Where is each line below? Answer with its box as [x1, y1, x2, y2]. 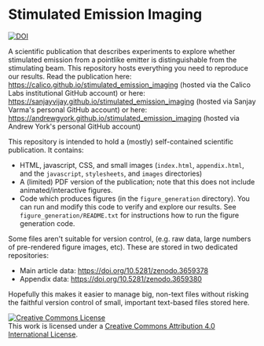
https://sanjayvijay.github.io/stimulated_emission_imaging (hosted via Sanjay [8, 97, 256, 106]
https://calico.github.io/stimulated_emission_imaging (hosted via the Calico [8, 80, 251, 89]
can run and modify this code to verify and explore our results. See [19, 202, 237, 211]
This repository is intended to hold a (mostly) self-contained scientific [8, 137, 234, 146]
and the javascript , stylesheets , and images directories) [19, 169, 203, 178]
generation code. [19, 218, 75, 228]
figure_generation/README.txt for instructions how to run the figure [19, 210, 240, 220]
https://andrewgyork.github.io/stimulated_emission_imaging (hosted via [8, 113, 240, 122]
